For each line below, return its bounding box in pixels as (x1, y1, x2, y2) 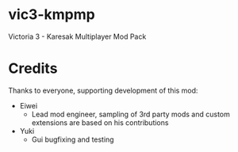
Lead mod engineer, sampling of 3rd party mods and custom (31, 109, 230, 119)
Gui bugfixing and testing (31, 135, 114, 144)
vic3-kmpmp (8, 6, 95, 24)
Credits (8, 59, 58, 78)
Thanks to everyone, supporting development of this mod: (8, 85, 198, 95)
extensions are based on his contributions (31, 117, 169, 127)
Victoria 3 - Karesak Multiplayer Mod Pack (8, 32, 147, 41)
